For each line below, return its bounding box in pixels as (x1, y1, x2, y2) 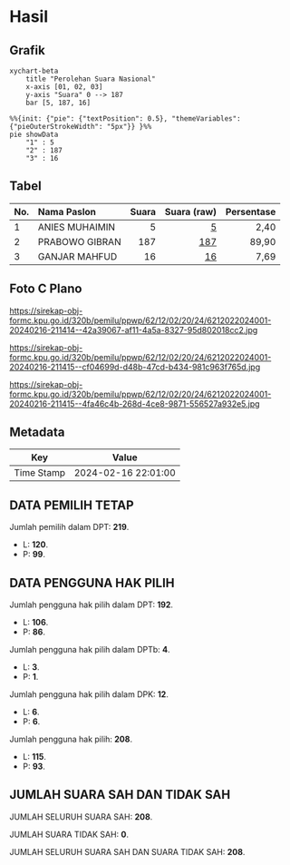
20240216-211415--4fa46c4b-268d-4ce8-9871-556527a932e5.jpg (9, 398, 260, 409)
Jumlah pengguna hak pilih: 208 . (9, 733, 133, 745)
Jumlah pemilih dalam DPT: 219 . (9, 522, 130, 533)
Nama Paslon (37, 205, 97, 218)
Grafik (9, 43, 45, 58)
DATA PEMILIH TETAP (9, 497, 134, 513)
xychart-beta (9, 66, 59, 75)
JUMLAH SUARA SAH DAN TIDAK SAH (9, 787, 231, 802)
